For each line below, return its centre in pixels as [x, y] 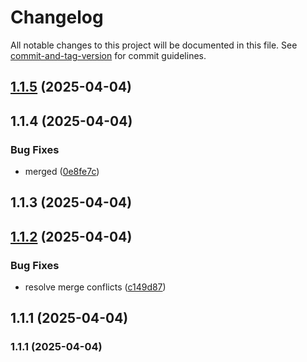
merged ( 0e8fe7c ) [62, 172]
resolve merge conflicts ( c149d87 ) [95, 287]
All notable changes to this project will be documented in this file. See [154, 45]
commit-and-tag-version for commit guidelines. [108, 55]
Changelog [57, 17]
